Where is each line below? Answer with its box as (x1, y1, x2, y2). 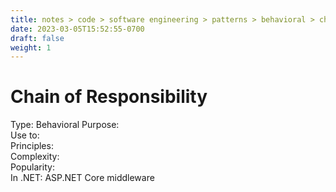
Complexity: (10, 151, 60, 163)
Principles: (10, 140, 54, 152)
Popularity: (10, 161, 55, 173)
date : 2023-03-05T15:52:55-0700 (10, 24, 145, 34)
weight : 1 (10, 42, 52, 53)
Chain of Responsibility (10, 86, 208, 108)
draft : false (10, 33, 65, 43)
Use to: (10, 129, 40, 141)
